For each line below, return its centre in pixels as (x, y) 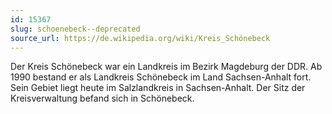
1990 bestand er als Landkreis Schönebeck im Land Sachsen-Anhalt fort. (161, 77)
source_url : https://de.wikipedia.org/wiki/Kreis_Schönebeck (140, 38)
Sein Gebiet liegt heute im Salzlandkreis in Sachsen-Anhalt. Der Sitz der (158, 88)
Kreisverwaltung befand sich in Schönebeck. (102, 98)
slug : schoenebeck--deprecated (75, 29)
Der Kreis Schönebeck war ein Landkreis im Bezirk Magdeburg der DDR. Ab (166, 67)
